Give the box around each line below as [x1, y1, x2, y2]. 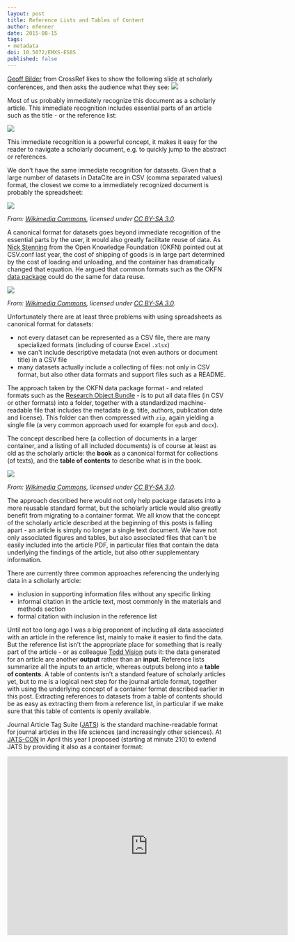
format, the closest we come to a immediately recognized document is [7, 180, 209, 189]
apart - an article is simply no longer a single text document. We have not [7, 526, 218, 534]
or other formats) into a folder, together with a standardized [7, 398, 177, 407]
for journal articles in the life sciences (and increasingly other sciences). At [7, 728, 222, 736]
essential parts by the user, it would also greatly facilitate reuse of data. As [7, 235, 221, 244]
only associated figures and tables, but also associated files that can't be [7, 533, 217, 541]
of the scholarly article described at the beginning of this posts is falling [7, 518, 214, 527]
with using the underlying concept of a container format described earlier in [7, 685, 225, 693]
